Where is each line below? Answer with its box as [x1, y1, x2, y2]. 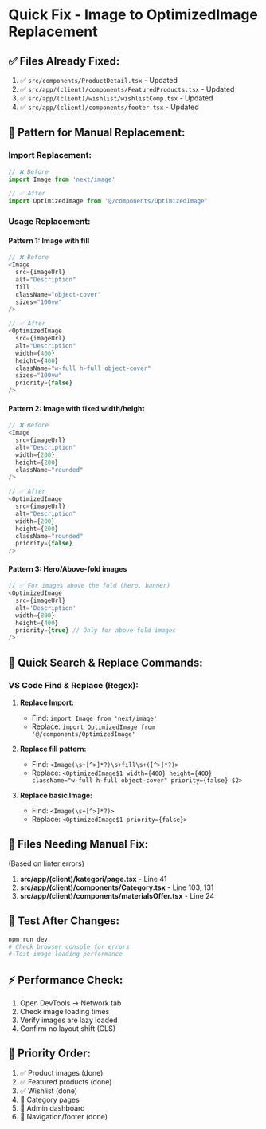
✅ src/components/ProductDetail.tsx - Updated [19, 76, 178, 85]
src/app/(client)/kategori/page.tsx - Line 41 [19, 874, 167, 883]
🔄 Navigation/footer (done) [19, 1111, 108, 1121]
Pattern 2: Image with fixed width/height [8, 403, 145, 413]
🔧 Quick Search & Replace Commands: [8, 655, 203, 669]
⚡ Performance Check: [8, 973, 123, 986]
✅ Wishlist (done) [19, 1086, 78, 1096]
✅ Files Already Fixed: [8, 54, 120, 68]
